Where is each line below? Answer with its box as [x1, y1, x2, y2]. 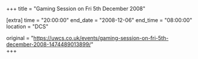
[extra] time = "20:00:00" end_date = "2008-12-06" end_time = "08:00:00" [6, 17, 193, 23]
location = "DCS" [6, 23, 49, 30]
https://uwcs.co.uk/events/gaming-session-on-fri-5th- [33, 35, 169, 41]
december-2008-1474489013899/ [6, 41, 91, 48]
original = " [6, 35, 34, 41]
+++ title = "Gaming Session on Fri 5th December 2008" [6, 5, 146, 12]
